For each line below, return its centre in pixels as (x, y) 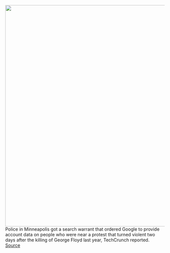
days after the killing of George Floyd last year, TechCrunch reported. (77, 240)
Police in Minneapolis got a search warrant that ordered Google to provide (82, 229)
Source (13, 245)
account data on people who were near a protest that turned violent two (80, 235)
